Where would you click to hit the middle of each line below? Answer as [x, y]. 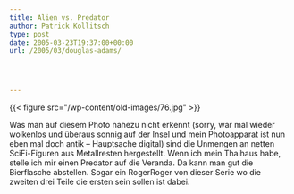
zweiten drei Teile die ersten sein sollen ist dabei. [100, 182]
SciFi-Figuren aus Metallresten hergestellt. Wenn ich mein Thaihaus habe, [145, 154]
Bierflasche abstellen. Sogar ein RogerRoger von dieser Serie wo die [135, 173]
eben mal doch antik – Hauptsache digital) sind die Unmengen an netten [142, 144]
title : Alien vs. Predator [59, 17]
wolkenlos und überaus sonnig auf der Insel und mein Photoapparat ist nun [147, 134]
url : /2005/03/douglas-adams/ [66, 51]
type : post [29, 34]
